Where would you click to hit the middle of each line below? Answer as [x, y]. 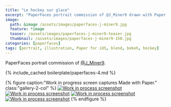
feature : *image [27, 29]
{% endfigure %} [89, 99]
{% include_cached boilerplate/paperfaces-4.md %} [61, 73]
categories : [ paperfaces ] [33, 44]
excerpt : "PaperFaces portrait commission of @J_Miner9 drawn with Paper [86, 15]
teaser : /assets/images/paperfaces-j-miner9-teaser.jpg [71, 34]
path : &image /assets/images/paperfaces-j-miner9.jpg [68, 24]
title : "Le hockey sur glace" [38, 10]
